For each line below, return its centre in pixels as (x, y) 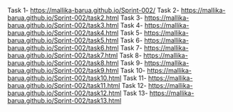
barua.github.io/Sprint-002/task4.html (63, 33)
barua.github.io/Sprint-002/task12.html (64, 93)
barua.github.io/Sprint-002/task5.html (63, 40)
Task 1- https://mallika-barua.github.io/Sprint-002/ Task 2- (93, 10)
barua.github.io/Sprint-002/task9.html (63, 71)
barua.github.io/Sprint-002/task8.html (63, 63)
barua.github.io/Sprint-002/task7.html (63, 55)
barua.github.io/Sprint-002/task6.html (63, 48)
